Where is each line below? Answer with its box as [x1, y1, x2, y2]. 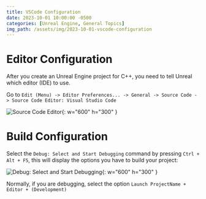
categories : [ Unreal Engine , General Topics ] [6, 20, 124, 26]
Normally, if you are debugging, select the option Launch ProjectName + [6, 180, 186, 187]
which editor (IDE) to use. [6, 79, 71, 86]
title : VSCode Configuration [6, 9, 81, 15]
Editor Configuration [6, 53, 113, 66]
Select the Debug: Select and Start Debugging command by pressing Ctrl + [6, 150, 200, 157]
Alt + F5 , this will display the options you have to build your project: [6, 157, 178, 164]
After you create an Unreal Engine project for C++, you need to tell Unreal [6, 73, 193, 80]
